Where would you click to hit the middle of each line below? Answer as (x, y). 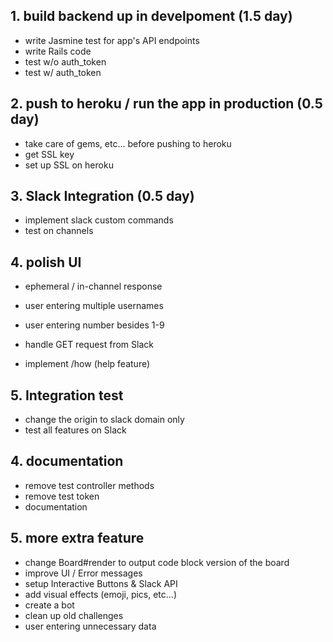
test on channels (59, 231)
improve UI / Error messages (83, 573)
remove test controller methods (89, 485)
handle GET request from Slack (89, 345)
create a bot (49, 605)
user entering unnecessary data (90, 626)
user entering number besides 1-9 (94, 325)
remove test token (62, 496)
